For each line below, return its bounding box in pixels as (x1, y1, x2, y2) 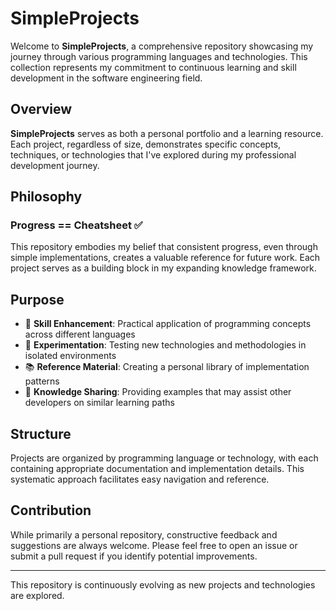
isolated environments (24, 350, 117, 362)
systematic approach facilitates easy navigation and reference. (10, 473, 270, 486)
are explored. (10, 589, 65, 601)
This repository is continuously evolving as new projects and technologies (10, 578, 316, 591)
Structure (10, 425, 72, 442)
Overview (10, 101, 73, 118)
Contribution (10, 502, 92, 519)
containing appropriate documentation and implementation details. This (10, 463, 305, 475)
